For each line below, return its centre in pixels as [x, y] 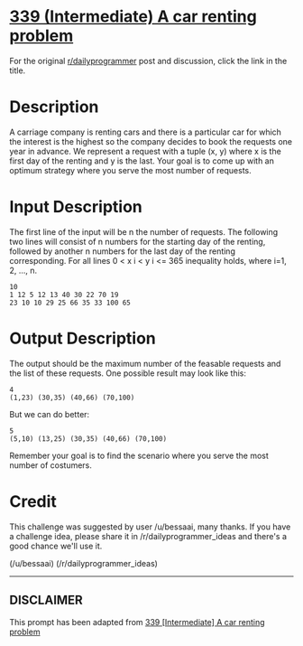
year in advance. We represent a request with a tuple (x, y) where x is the [145, 151]
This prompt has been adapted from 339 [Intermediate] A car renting [137, 622]
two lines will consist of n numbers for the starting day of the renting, [138, 241]
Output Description [83, 338]
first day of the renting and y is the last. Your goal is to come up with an [142, 161]
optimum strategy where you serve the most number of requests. [131, 170]
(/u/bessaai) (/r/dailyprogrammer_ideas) [83, 563]
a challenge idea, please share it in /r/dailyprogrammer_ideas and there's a [148, 536]
